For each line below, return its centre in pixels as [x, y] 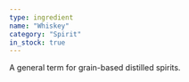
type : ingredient [41, 17]
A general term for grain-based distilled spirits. [95, 68]
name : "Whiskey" [39, 26]
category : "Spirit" [45, 34]
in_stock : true [37, 42]
